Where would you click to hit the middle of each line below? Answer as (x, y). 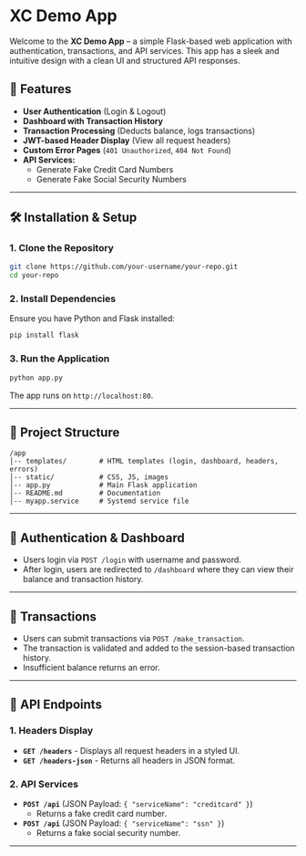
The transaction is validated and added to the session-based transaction (159, 648)
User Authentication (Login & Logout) (94, 111)
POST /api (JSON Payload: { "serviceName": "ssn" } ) (123, 823)
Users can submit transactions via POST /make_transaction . (133, 638)
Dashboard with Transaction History (93, 120)
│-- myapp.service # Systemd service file (99, 501)
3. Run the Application (60, 359)
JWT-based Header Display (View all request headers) (127, 140)
